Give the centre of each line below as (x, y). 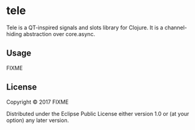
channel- (176, 27)
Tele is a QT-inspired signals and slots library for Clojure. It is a (85, 27)
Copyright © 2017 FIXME (37, 102)
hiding (14, 34)
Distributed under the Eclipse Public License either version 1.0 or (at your (98, 114)
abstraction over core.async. (59, 34)
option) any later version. (37, 120)
